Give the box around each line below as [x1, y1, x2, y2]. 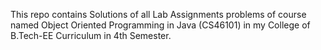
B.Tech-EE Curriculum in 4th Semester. [10, 30, 172, 41]
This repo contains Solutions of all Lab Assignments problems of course [10, 9, 307, 20]
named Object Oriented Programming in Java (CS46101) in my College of [10, 19, 311, 31]
